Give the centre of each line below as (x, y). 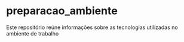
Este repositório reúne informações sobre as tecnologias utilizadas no (92, 27)
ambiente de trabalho (33, 33)
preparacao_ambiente (62, 11)
